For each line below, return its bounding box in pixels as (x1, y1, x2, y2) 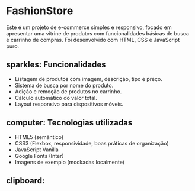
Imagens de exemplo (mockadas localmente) (14, 158, 125, 166)
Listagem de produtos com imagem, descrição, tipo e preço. (14, 75, 163, 82)
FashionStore (6, 4, 73, 18)
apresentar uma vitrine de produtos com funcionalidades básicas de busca (6, 30, 190, 37)
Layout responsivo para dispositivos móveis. (14, 101, 123, 108)
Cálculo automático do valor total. (14, 94, 98, 101)
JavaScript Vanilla (14, 146, 59, 153)
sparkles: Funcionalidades (6, 60, 106, 70)
